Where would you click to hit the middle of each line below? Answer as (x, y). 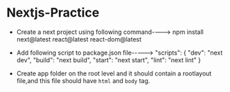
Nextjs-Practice (53, 13)
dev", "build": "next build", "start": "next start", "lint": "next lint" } (109, 59)
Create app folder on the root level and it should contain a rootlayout (114, 73)
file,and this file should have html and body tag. (83, 80)
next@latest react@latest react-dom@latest (79, 39)
